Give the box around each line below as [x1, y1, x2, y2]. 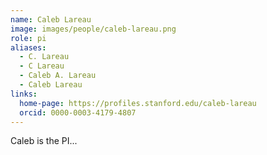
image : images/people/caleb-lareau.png [10, 24, 177, 34]
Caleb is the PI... [10, 135, 78, 147]
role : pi [10, 33, 47, 43]
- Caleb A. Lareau [19, 71, 97, 81]
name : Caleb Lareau [10, 14, 92, 25]
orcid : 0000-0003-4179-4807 [19, 107, 137, 118]
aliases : [10, 42, 47, 53]
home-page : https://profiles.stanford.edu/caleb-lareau [19, 98, 257, 108]
